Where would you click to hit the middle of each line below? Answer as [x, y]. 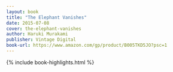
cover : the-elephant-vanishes [44, 28]
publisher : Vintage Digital [41, 40]
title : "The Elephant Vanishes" [46, 17]
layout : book [22, 12]
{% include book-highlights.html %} [50, 62]
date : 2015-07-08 [28, 23]
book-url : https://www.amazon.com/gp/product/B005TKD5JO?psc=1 [87, 46]
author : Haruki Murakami [37, 34]
